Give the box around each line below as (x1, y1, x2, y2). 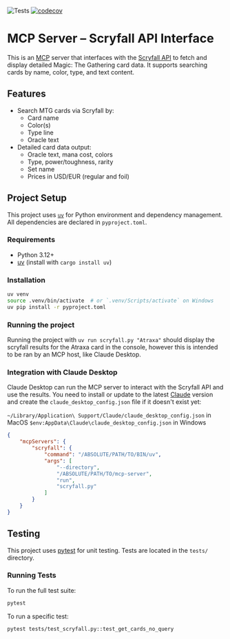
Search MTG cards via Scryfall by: (17, 106, 115, 114)
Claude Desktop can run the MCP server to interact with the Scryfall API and (7, 383, 224, 392)
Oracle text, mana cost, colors (27, 150, 114, 159)
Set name (27, 165, 55, 173)
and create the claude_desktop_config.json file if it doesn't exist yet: (7, 398, 202, 406)
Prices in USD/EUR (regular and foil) (27, 172, 129, 181)
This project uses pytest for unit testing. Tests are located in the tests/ (7, 546, 209, 554)
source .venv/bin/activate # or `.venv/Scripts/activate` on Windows (7, 297, 214, 305)
